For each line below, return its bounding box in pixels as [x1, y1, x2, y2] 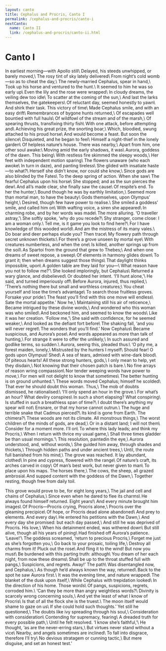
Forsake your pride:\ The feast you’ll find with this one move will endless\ [5, 294, 154, 300]
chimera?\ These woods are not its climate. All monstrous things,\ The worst [5, 415, 161, 421]
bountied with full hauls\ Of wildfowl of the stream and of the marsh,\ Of [5, 115, 152, 121]
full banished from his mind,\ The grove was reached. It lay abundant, [5, 451, 147, 458]
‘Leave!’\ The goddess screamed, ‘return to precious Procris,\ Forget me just [5, 535, 161, 541]
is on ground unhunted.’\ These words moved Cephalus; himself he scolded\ [5, 378, 161, 384]
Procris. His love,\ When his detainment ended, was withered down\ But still [5, 524, 160, 530]
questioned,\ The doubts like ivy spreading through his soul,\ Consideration [5, 608, 159, 614]
